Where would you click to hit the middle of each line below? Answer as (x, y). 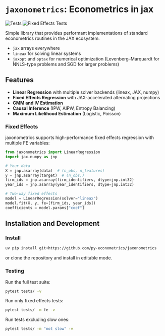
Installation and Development (52, 223)
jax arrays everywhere (36, 48)
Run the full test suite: (28, 282)
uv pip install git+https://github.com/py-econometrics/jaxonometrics (81, 248)
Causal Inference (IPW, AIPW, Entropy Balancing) (64, 108)
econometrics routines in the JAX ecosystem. (52, 38)
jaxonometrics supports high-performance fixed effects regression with (80, 138)
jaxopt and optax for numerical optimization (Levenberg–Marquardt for (86, 58)
